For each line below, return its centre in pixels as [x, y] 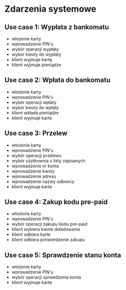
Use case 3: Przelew [36, 133]
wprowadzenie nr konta [35, 166]
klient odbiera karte [31, 234]
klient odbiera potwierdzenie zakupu [48, 240]
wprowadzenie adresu [34, 176]
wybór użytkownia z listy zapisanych [48, 160]
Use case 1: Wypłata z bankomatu [57, 27]
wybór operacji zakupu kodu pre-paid [49, 224]
